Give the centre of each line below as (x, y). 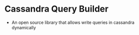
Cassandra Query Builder (57, 9)
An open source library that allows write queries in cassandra (73, 22)
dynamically (24, 27)
